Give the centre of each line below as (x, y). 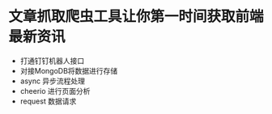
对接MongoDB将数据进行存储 (69, 70)
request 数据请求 (48, 101)
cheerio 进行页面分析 (55, 91)
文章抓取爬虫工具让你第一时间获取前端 (136, 17)
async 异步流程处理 (53, 81)
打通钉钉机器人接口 (52, 61)
